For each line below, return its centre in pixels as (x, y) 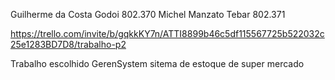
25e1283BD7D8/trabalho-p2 (68, 44)
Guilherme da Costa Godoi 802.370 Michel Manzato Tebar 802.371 (148, 14)
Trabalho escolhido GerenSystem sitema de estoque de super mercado (157, 63)
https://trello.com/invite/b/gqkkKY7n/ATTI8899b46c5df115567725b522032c (167, 33)
